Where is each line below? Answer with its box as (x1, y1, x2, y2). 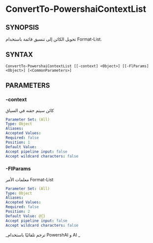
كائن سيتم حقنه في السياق (5, 107, 54, 113)
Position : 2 (5, 209, 30, 214)
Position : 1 (5, 140, 30, 145)
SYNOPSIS (5, 23, 39, 32)
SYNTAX (5, 50, 33, 59)
